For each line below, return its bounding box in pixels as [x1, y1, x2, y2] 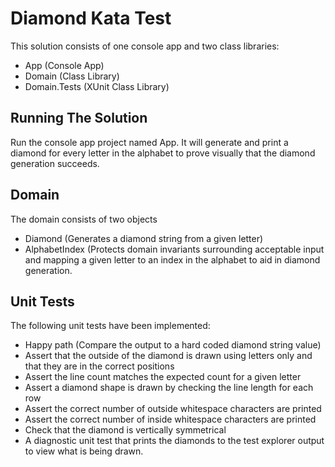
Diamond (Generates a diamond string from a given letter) [24, 232, 264, 244]
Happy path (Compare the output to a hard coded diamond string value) [24, 339, 322, 351]
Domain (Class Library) [24, 70, 120, 82]
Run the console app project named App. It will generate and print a [10, 136, 289, 148]
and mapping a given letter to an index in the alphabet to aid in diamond [24, 253, 321, 266]
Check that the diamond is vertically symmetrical [24, 424, 227, 436]
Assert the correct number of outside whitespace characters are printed [24, 403, 322, 415]
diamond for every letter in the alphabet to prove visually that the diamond [10, 147, 316, 159]
